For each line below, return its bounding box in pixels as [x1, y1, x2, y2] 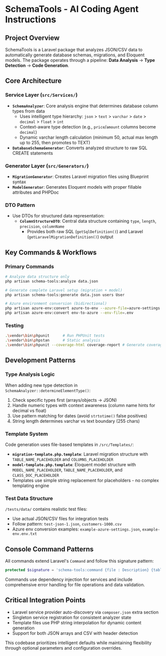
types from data [12, 108, 45, 114]
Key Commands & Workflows [5, 248, 97, 256]
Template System [5, 430, 48, 437]
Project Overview [5, 34, 60, 42]
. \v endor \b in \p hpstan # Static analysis [5, 338, 100, 343]
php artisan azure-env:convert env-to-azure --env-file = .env [5, 310, 134, 316]
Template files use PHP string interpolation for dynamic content [12, 619, 142, 625]
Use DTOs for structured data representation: [12, 213, 105, 219]
